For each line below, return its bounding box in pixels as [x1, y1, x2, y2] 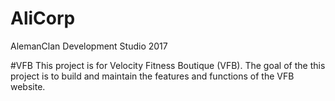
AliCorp [10, 7, 76, 30]
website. [10, 80, 46, 92]
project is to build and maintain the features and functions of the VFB [10, 70, 295, 82]
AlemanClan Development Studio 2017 [10, 40, 168, 52]
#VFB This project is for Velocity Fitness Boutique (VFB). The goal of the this [10, 59, 326, 71]
